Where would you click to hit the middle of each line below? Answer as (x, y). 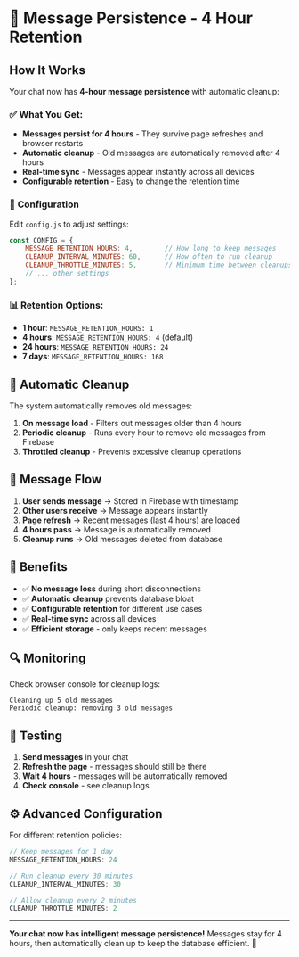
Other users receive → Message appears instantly (115, 510)
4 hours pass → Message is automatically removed (116, 529)
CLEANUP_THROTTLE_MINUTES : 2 (63, 909)
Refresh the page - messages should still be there (114, 767)
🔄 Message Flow (56, 479)
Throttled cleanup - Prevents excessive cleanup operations (132, 451)
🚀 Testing (36, 735)
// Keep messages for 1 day (61, 852)
